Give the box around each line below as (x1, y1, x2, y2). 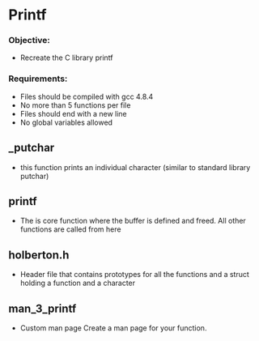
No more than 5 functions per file (19, 100, 131, 110)
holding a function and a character (19, 278, 136, 288)
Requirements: (8, 73, 68, 84)
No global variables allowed (19, 117, 113, 127)
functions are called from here (19, 224, 121, 234)
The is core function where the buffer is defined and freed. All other (19, 216, 247, 226)
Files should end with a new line (19, 109, 127, 118)
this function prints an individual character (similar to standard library (19, 162, 251, 172)
